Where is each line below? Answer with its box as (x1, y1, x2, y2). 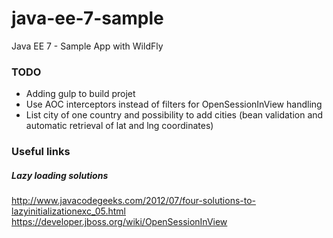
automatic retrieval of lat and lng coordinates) (25, 120, 214, 132)
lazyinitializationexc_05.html (11, 205, 126, 217)
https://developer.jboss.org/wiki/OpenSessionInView (11, 216, 228, 228)
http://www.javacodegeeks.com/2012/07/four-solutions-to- (11, 195, 257, 207)
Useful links (11, 145, 71, 159)
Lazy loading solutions (11, 169, 109, 181)
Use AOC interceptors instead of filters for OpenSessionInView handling (25, 98, 323, 111)
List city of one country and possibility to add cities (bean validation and (25, 109, 324, 121)
